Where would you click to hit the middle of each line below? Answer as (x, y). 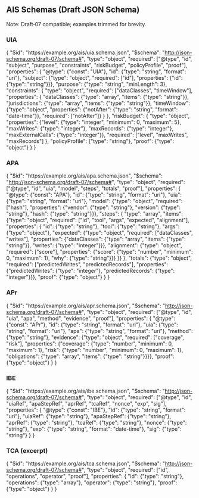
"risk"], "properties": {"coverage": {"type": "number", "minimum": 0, (90, 343)
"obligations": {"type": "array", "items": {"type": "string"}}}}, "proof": (90, 356)
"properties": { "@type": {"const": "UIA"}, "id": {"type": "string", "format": (96, 71)
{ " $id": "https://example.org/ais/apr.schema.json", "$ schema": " (86, 306)
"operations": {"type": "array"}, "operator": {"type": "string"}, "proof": (92, 483)
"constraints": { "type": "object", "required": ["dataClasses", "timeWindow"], (99, 91)
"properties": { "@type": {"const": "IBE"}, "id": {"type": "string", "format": (96, 410)
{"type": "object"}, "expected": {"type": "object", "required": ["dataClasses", (100, 233)
